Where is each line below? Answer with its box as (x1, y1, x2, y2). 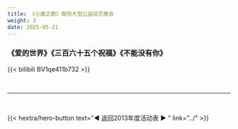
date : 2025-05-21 (7, 23, 59, 30)
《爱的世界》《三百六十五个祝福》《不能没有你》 (7, 48, 167, 58)
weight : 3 (7, 17, 37, 24)
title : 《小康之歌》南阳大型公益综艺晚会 (7, 10, 115, 18)
